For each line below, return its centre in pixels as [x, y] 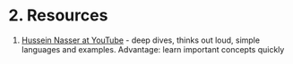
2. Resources [58, 16]
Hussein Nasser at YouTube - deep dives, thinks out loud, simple [141, 40]
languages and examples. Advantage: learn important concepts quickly [153, 49]
